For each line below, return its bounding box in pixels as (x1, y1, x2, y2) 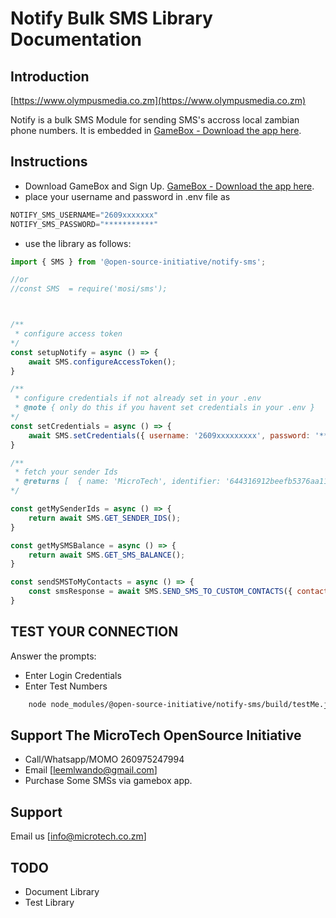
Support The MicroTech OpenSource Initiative (10, 727, 302, 744)
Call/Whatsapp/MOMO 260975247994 (24, 753, 185, 766)
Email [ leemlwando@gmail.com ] (24, 764, 158, 776)
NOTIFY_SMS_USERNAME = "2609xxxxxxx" (10, 210, 159, 220)
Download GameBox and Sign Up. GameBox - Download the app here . (24, 180, 315, 192)
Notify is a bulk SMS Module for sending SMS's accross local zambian (10, 114, 300, 126)
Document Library (24, 886, 100, 898)
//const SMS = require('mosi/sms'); (10, 284, 168, 294)
